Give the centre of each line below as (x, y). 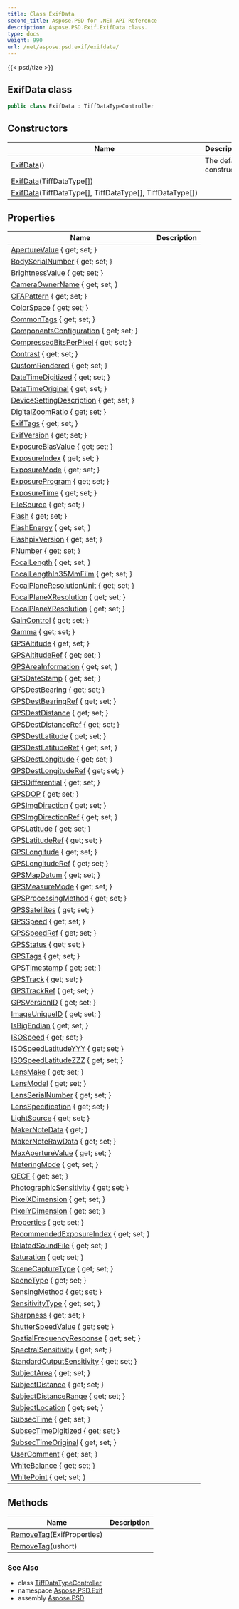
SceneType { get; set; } (49, 1281)
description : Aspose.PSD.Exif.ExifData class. (78, 27)
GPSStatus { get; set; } (48, 945)
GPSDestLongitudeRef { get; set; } (68, 771)
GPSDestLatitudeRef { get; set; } (64, 747)
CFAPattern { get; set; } (49, 296)
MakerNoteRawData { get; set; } (64, 1142)
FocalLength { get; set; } (51, 562)
